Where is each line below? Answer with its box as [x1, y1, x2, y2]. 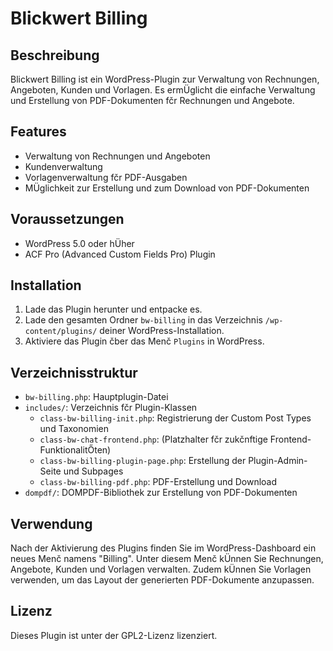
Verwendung [10, 515, 93, 532]
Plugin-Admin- [248, 455, 308, 467]
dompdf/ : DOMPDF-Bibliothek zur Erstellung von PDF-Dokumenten [24, 487, 298, 499]
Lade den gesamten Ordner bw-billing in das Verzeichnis [24, 314, 263, 326]
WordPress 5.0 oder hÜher [24, 237, 135, 249]
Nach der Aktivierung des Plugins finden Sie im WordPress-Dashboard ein [10, 542, 317, 554]
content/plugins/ [24, 327, 98, 337]
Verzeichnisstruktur [10, 364, 138, 381]
